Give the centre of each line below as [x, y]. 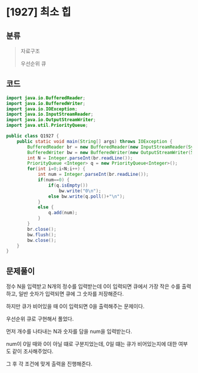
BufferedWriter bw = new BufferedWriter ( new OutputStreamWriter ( [109, 152]
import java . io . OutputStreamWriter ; [51, 120]
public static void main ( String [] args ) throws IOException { [95, 141]
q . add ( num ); [63, 213]
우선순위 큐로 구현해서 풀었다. [40, 319]
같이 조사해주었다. [33, 351]
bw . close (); [42, 240]
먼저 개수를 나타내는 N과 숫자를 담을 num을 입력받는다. [69, 332]
